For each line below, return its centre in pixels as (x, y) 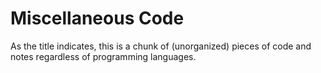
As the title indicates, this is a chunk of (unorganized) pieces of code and (161, 46)
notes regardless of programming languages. (103, 56)
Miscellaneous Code (97, 18)
